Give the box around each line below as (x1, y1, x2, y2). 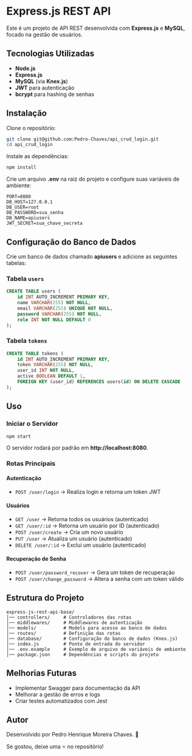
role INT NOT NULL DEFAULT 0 (17, 316, 91, 323)
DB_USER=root (6, 204, 39, 210)
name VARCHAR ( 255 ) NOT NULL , (17, 300, 91, 306)
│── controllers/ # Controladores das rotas (6, 614, 132, 620)
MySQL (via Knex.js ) (15, 77, 68, 85)
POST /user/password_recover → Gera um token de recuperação (15, 569, 175, 576)
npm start (6, 433, 32, 439)
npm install (6, 164, 36, 171)
